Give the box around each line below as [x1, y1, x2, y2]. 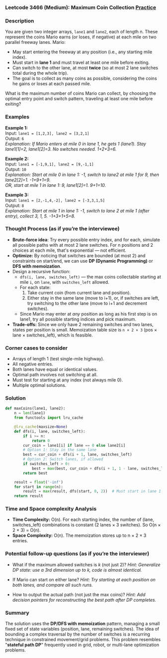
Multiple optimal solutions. [12, 382, 67, 388]
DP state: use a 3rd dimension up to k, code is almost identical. [12, 567, 142, 573]
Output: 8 [5, 202, 24, 208]
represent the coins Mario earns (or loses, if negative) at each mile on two [5, 34, 157, 40]
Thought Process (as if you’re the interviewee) [5, 225, 120, 232]
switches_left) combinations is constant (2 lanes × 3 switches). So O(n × [12, 522, 161, 528]
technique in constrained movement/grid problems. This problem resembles [5, 637, 161, 643]
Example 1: [5, 125, 28, 131]
